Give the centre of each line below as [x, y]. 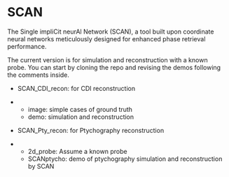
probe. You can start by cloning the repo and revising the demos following [114, 67]
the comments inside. [39, 75]
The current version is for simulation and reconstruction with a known [107, 59]
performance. [27, 46]
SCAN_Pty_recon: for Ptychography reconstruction [91, 130]
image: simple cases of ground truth [80, 109]
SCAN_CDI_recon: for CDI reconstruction [76, 88]
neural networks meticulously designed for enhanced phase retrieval [106, 38]
